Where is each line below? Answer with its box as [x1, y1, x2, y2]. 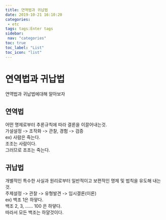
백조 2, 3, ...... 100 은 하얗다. [5, 203, 62, 209]
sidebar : [5, 31, 24, 36]
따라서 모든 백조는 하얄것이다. [5, 209, 64, 215]
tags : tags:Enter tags [5, 26, 53, 31]
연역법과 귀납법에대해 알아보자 [5, 91, 65, 97]
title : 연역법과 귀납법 [5, 7, 48, 13]
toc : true [5, 41, 26, 46]
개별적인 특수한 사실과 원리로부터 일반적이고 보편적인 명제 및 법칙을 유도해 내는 [5, 178, 161, 184]
